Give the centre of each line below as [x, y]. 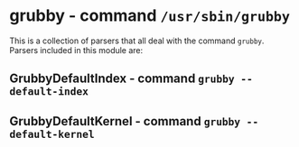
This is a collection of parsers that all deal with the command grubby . [137, 41]
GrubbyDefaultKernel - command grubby [125, 121]
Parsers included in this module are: [76, 50]
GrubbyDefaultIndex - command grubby [122, 79]
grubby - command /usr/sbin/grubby [150, 16]
